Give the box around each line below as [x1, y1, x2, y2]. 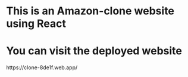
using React [6, 17, 67, 30]
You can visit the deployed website [6, 44, 183, 58]
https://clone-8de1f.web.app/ [6, 64, 78, 71]
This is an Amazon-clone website [6, 4, 174, 18]
